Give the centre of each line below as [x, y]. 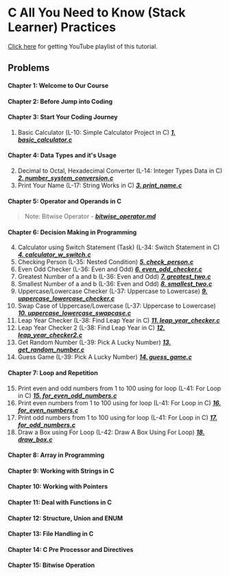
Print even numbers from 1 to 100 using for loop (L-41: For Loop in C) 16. [119, 403]
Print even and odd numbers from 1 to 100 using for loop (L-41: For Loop [119, 388]
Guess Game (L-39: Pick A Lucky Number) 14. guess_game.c [105, 357]
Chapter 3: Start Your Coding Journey [63, 117]
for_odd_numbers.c [47, 425]
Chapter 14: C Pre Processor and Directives [71, 549]
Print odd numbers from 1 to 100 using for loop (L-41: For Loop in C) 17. [118, 417]
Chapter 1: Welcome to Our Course [58, 85]
